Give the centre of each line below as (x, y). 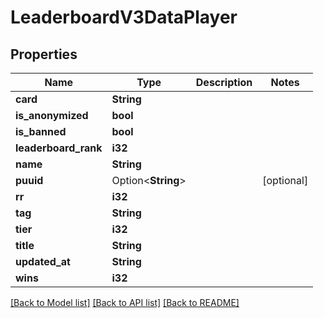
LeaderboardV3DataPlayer (124, 17)
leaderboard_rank (59, 148)
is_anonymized (52, 115)
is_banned (41, 131)
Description (224, 82)
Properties (44, 54)
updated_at (43, 261)
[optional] (285, 180)
